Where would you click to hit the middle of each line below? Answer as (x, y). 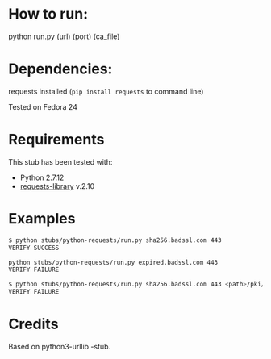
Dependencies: (60, 69)
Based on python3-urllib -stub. (60, 346)
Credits (33, 324)
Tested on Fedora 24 (43, 106)
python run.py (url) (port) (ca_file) (64, 36)
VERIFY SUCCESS (34, 248)
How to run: (48, 14)
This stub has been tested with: (60, 161)
